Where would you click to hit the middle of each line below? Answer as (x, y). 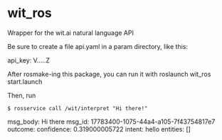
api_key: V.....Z (29, 60)
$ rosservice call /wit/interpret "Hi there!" (78, 108)
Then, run (22, 95)
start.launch (25, 81)
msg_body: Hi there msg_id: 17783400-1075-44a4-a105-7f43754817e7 (111, 122)
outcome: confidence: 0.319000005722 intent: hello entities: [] (99, 129)
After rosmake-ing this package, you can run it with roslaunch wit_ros (109, 74)
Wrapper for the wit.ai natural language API (70, 33)
